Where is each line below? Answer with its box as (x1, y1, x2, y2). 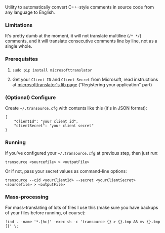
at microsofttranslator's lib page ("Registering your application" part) (12, 81, 152, 88)
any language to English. (5, 9, 55, 15)
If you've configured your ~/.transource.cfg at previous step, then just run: (5, 150, 159, 156)
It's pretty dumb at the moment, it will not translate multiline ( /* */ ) (5, 33, 142, 39)
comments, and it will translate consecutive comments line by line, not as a (5, 38, 158, 44)
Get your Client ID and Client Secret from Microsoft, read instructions (12, 76, 158, 82)
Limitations (5, 22, 33, 29)
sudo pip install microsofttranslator (12, 67, 92, 73)
